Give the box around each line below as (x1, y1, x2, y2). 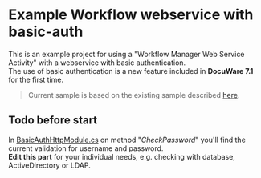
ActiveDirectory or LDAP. (8, 160, 91, 170)
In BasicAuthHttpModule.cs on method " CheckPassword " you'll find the (8, 135, 247, 144)
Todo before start (8, 114, 98, 127)
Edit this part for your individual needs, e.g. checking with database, (8, 152, 235, 161)
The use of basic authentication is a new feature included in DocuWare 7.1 (8, 66, 254, 75)
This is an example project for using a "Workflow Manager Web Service (8, 49, 245, 59)
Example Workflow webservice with (8, 6, 254, 24)
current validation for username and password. (8, 143, 164, 153)
